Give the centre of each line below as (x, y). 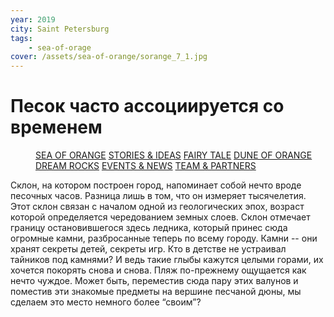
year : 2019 (33, 19)
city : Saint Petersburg (60, 29)
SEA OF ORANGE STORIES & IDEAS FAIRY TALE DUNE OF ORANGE (174, 155)
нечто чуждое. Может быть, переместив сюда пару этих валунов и (154, 281)
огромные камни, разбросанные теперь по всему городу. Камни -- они (164, 238)
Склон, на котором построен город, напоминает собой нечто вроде (156, 185)
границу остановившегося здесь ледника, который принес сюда (149, 228)
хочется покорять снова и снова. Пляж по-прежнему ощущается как (158, 270)
